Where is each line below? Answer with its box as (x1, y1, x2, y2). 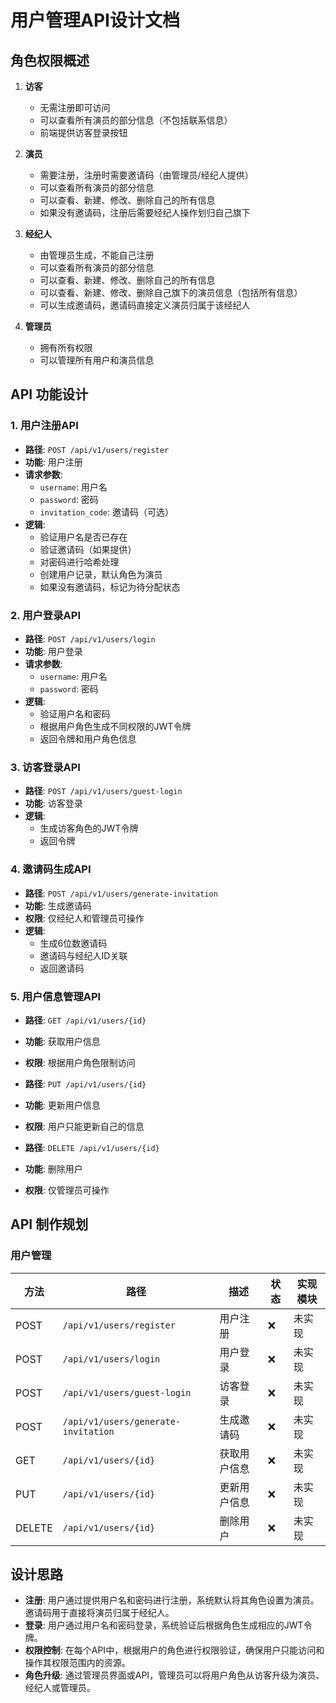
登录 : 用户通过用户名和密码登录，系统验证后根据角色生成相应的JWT (24, 1619, 304, 1631)
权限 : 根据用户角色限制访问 (24, 1056, 136, 1068)
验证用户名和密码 (39, 707, 111, 720)
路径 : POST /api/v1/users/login (24, 632, 156, 645)
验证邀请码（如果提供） (39, 543, 137, 555)
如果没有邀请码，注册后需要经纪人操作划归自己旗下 (39, 207, 251, 218)
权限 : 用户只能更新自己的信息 (24, 1120, 145, 1132)
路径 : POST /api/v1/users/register (24, 443, 170, 455)
